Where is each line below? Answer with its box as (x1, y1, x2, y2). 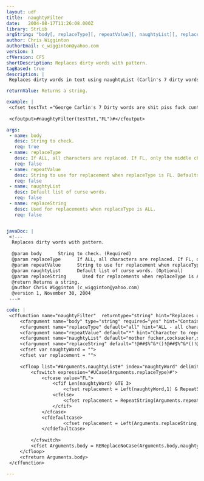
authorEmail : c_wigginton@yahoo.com (6, 43, 99, 49)
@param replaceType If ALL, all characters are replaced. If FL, (12, 256, 194, 262)
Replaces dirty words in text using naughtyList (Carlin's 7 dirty (8, 77, 183, 83)
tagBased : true (6, 65, 45, 72)
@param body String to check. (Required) (12, 251, 132, 257)
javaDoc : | (6, 228, 34, 234)
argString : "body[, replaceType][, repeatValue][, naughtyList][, (6, 32, 178, 38)
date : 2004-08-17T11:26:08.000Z (6, 20, 94, 26)
